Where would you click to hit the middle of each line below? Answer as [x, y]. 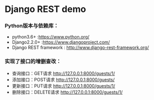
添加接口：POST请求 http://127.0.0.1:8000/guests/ [63, 79]
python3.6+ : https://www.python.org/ [51, 37]
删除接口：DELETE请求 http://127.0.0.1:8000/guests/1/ [67, 92]
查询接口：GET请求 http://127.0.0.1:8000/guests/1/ [63, 73]
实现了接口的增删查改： [33, 61]
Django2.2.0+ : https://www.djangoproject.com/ [61, 42]
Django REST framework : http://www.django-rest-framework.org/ [80, 47]
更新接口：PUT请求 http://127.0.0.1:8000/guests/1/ [63, 85]
